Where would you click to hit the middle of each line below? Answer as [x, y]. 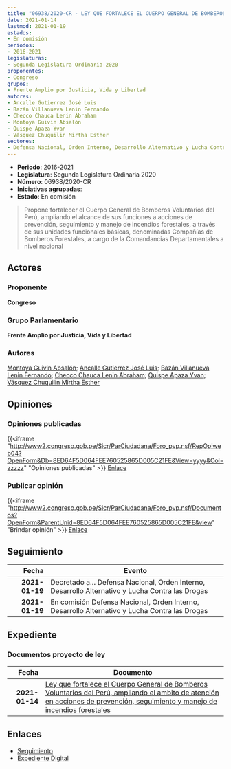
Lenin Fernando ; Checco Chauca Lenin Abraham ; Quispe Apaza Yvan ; [107, 375]
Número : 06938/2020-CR [54, 182]
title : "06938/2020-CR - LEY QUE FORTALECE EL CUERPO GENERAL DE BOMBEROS [117, 13]
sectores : [21, 142]
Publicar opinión [35, 485]
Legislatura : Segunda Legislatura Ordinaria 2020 [87, 175]
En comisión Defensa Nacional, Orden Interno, [125, 602]
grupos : [18, 84]
